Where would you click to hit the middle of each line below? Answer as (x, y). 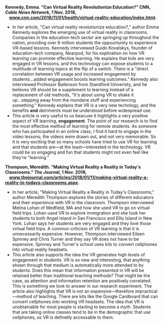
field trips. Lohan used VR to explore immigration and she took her (79, 213)
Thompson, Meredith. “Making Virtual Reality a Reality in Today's (73, 167)
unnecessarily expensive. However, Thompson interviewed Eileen (78, 234)
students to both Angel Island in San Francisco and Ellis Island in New (82, 218)
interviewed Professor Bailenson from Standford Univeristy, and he (80, 84)
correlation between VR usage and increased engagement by (74, 74)
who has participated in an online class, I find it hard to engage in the (82, 131)
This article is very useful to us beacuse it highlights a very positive (80, 116)
